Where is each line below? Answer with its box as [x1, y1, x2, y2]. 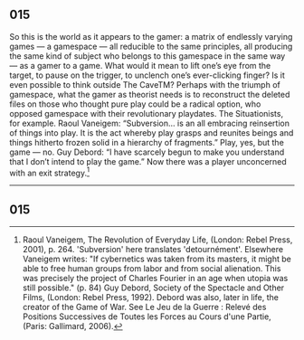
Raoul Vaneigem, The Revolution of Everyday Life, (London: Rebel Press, [22, 234, 293, 245]
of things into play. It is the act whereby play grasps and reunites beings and [9, 127, 294, 138]
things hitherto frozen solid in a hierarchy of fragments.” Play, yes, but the [9, 137, 285, 147]
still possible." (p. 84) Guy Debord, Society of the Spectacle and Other [22, 282, 285, 293]
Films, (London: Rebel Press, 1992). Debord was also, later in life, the [22, 292, 279, 303]
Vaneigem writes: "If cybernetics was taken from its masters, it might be [22, 253, 291, 265]
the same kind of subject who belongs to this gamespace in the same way [9, 50, 286, 61]
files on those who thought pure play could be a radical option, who [9, 99, 261, 109]
